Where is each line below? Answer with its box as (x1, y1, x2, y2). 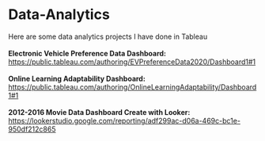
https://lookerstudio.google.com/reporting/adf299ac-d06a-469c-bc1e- (8, 116, 241, 125)
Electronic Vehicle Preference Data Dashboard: (8, 48, 167, 58)
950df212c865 (8, 124, 56, 134)
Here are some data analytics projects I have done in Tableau (8, 32, 208, 41)
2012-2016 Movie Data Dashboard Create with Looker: (8, 107, 191, 116)
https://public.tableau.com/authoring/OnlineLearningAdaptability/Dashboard (8, 82, 257, 92)
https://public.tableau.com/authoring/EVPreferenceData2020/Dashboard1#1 (8, 57, 256, 67)
